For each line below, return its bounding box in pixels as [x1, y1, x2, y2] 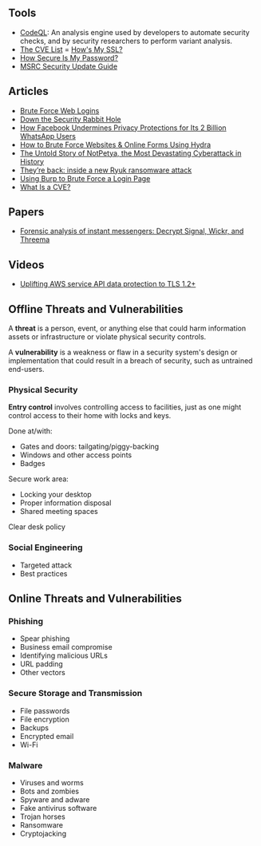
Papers [8, 205, 45, 219]
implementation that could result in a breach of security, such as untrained [8, 356, 253, 366]
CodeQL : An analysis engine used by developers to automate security [19, 27, 250, 37]
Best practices [19, 568, 68, 578]
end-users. [8, 365, 45, 374]
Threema [19, 235, 50, 244]
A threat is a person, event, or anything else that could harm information [8, 323, 246, 334]
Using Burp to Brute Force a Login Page [19, 173, 151, 183]
